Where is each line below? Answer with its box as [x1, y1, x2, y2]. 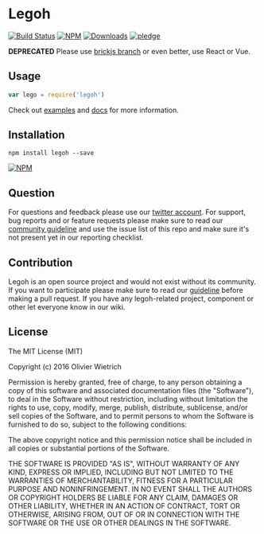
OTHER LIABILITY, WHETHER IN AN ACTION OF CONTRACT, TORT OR [8, 501, 240, 510]
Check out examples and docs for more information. [8, 105, 179, 115]
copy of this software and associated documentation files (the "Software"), [8, 385, 254, 395]
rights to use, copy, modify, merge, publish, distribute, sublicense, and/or [8, 403, 248, 412]
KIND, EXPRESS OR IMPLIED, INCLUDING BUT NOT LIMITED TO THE [8, 467, 234, 477]
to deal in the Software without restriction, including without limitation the [8, 394, 248, 403]
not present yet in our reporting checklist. [8, 232, 145, 243]
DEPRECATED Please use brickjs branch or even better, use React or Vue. [8, 46, 250, 56]
